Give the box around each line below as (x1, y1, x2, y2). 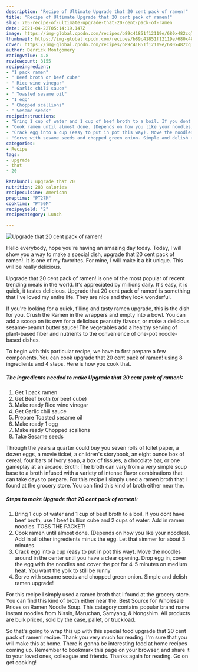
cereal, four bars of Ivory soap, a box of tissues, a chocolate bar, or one (6, 457, 180, 464)
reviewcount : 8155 (6, 58, 51, 64)
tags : (6, 151, 19, 157)
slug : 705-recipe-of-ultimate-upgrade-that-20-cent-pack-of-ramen (6, 20, 173, 25)
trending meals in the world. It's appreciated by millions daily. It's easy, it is (6, 281, 188, 288)
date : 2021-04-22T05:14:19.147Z (6, 25, 85, 31)
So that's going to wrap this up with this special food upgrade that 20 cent (6, 628, 187, 635)
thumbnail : (6, 36, 33, 42)
